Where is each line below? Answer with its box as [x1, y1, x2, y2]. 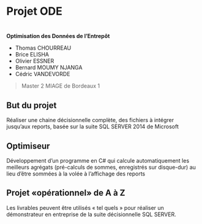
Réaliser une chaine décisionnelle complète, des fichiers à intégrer [6, 117, 174, 124]
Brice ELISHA [15, 51, 49, 58]
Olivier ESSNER [15, 57, 54, 65]
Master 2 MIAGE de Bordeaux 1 [21, 82, 100, 90]
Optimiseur [6, 141, 50, 151]
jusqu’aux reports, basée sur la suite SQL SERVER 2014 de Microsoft [6, 123, 179, 130]
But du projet [6, 100, 57, 110]
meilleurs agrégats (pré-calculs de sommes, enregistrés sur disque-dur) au [6, 164, 196, 171]
